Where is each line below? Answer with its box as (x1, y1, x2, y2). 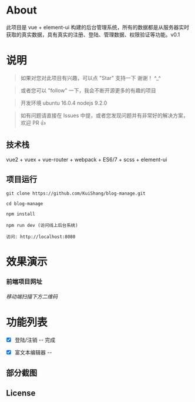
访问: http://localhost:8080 (6, 233, 76, 240)
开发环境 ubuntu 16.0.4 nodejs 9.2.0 (20, 99, 107, 106)
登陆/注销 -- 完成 (14, 336, 56, 344)
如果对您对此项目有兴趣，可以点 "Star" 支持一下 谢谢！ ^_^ (20, 74, 162, 81)
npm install (6, 211, 35, 217)
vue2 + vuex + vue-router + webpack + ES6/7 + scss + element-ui (6, 156, 167, 163)
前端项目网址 (6, 277, 43, 286)
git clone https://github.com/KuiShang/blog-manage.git (6, 190, 146, 196)
